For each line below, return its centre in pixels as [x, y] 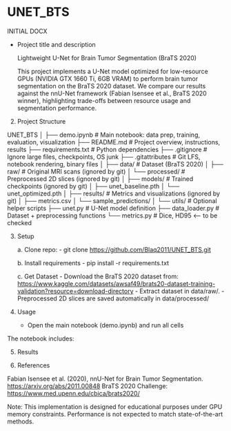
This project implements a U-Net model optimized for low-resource [112, 71]
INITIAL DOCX [27, 31]
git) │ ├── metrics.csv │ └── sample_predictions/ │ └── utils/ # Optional [112, 200]
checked [20, 222]
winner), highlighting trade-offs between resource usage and [104, 100]
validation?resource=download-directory [75, 291]
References [33, 365]
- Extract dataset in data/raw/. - [180, 291]
